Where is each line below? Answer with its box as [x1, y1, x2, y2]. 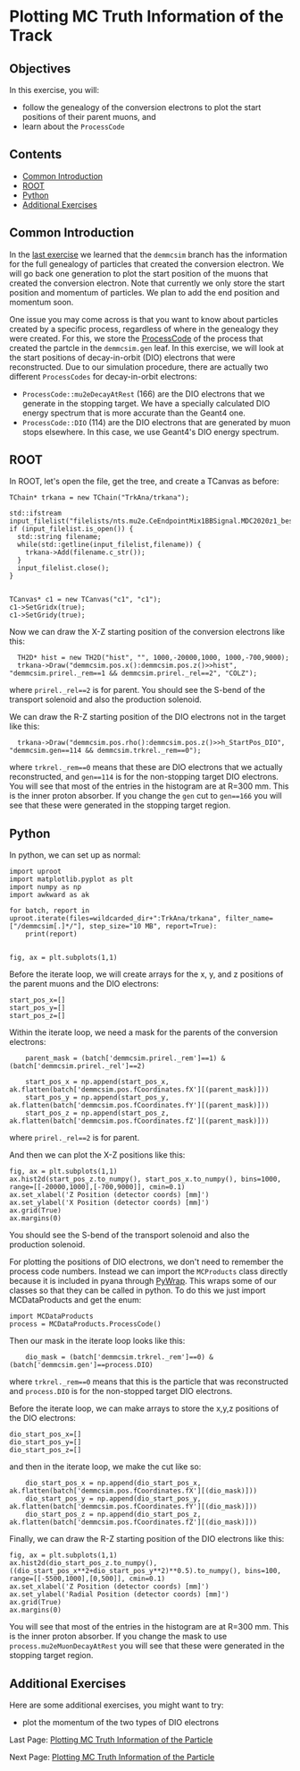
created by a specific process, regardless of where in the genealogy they [9, 323, 279, 334]
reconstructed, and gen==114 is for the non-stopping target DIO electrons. [9, 772, 279, 783]
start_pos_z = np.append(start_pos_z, [25, 1108, 170, 1118]
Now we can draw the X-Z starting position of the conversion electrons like [9, 627, 286, 637]
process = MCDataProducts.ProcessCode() [9, 1320, 162, 1329]
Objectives [9, 61, 71, 76]
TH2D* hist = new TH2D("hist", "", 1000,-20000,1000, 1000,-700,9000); [17, 654, 290, 663]
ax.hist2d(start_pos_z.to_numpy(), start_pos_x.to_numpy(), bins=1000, [9, 1175, 281, 1184]
